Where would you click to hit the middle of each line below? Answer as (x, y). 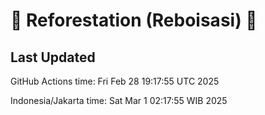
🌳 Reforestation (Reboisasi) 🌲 (134, 20)
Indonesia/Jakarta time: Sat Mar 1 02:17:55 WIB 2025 (119, 100)
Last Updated (53, 57)
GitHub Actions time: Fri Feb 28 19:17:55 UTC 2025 (115, 81)
